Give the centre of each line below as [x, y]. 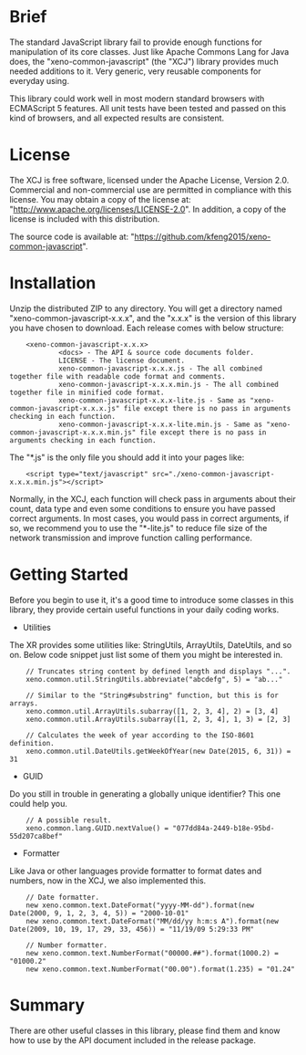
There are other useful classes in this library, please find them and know [145, 1030]
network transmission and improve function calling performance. [131, 538]
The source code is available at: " [72, 236]
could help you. [39, 803]
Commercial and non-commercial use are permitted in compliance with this [151, 190]
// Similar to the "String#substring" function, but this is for [153, 695]
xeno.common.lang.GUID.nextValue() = [97, 828]
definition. [32, 743]
